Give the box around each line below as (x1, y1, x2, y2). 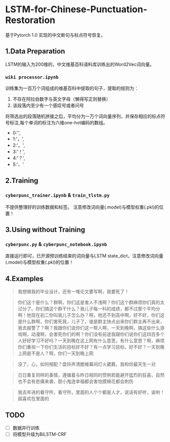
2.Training (5, 176, 39, 185)
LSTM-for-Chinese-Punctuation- (5, 4, 148, 15)
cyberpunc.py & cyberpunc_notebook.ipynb (5, 241, 108, 248)
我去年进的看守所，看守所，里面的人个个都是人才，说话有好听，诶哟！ (17, 389, 165, 396)
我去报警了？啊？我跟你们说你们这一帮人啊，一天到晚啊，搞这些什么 (17, 325, 160, 331)
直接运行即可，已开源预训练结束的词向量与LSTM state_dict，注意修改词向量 (5, 253, 163, 259)
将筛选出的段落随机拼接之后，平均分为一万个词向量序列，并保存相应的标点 (5, 113, 161, 119)
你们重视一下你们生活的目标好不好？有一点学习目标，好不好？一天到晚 (17, 344, 165, 350)
